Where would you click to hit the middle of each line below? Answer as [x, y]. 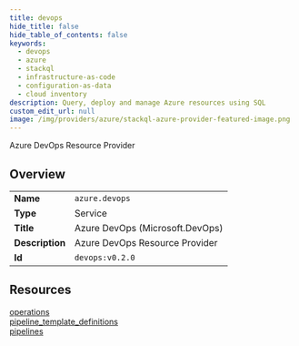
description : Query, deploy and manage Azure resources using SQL [138, 102]
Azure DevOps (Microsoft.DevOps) [149, 228]
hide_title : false [44, 26]
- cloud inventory [53, 94]
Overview [38, 174]
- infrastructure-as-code [67, 77]
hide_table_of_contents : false [69, 35]
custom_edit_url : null [52, 111]
